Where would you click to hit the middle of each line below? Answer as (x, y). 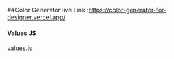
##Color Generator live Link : (48, 10)
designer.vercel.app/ (36, 17)
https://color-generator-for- (128, 10)
